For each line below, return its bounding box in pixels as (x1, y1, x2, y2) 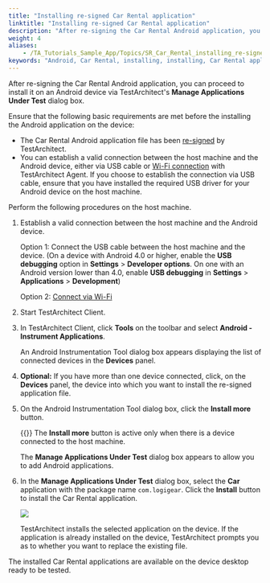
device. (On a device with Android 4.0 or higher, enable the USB (19, 250, 232, 260)
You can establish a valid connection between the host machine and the (19, 152, 259, 162)
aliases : (8, 42, 38, 50)
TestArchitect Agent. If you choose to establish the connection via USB (19, 170, 256, 179)
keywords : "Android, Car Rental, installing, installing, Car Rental (8, 57, 247, 65)
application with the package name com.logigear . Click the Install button (19, 484, 261, 495)
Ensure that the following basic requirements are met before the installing (8, 111, 252, 121)
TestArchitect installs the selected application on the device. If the (19, 523, 239, 533)
